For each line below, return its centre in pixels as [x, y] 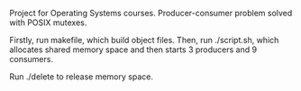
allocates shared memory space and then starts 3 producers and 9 [133, 50]
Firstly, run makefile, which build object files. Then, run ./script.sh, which [144, 40]
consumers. [32, 59]
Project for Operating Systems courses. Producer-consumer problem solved [151, 13]
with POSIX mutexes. [48, 23]
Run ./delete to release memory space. [81, 77]
